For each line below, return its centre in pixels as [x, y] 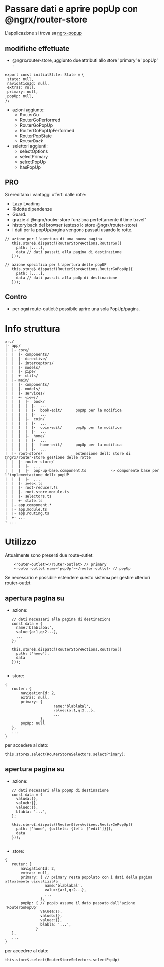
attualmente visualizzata [31, 881]
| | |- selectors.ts [28, 497]
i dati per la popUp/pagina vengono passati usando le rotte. [72, 230]
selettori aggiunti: [30, 146]
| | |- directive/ [26, 359]
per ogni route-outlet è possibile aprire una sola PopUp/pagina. [76, 309]
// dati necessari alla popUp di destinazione [60, 790]
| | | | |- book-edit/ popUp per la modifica [63, 411]
